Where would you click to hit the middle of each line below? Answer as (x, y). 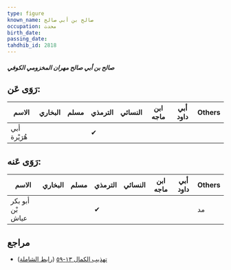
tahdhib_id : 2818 (32, 45)
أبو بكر (20, 201)
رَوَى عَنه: (24, 161)
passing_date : (27, 39)
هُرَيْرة (19, 137)
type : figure (26, 13)
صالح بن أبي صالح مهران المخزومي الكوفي (61, 67)
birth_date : (24, 33)
